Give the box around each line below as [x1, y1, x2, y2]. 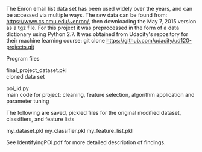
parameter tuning [6, 97, 49, 105]
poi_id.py [6, 85, 29, 92]
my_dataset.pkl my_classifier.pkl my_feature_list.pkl [6, 127, 133, 134]
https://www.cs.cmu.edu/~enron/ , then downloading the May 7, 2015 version [6, 18, 197, 25]
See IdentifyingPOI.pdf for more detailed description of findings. [6, 139, 166, 146]
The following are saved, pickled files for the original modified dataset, [6, 109, 181, 116]
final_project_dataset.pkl [6, 67, 68, 74]
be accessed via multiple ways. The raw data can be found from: [6, 11, 168, 19]
